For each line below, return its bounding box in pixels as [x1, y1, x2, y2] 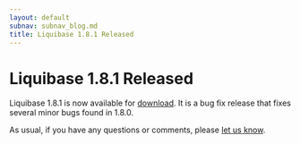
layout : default [9, 13, 70, 22]
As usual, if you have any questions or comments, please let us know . [9, 124, 266, 135]
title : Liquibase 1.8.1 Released [9, 30, 134, 38]
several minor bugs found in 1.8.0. [9, 107, 134, 118]
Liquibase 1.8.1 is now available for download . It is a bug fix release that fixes [9, 97, 291, 108]
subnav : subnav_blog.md [9, 21, 99, 30]
